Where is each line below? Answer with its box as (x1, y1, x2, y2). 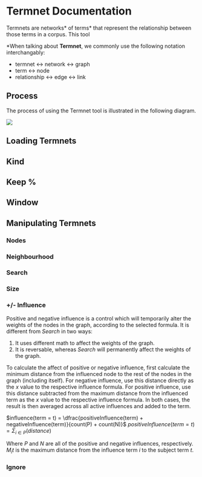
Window (6, 198, 39, 208)
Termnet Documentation (6, 4, 132, 18)
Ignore (6, 463, 26, 472)
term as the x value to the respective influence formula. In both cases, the (6, 396, 191, 403)
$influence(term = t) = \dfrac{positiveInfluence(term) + (6, 414, 144, 421)
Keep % (6, 177, 36, 187)
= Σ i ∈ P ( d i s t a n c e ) (6, 427, 51, 436)
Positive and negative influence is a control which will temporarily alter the (6, 314, 192, 322)
